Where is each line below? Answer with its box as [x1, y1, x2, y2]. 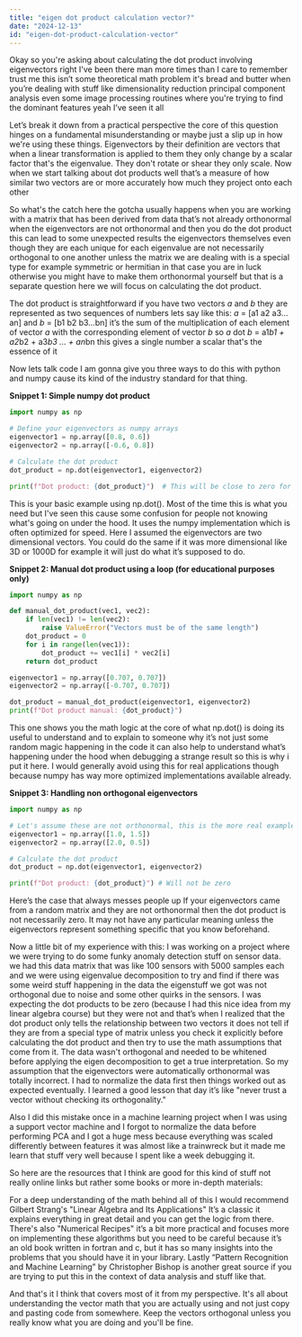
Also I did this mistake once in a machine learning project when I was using [9, 1112, 288, 1123]
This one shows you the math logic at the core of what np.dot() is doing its [9, 722, 285, 733]
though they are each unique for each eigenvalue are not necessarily [9, 242, 265, 253]
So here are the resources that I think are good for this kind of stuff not [9, 1168, 271, 1179]
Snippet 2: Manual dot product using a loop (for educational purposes [9, 564, 276, 574]
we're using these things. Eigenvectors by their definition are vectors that [9, 139, 280, 149]
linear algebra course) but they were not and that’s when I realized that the [9, 1008, 286, 1019]
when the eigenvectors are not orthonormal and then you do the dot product [9, 223, 292, 234]
